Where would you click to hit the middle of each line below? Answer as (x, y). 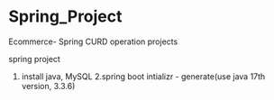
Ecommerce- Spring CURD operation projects (93, 41)
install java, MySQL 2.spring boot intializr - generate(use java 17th (143, 76)
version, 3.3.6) (48, 86)
